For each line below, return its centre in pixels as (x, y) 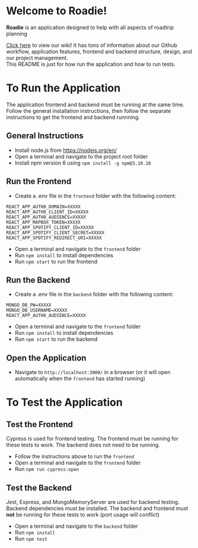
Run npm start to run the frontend (56, 261)
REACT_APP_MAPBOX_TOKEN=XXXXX (44, 222)
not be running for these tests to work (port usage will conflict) (83, 514)
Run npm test (31, 539)
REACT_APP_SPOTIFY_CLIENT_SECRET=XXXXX (55, 233)
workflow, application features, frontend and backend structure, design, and (99, 51)
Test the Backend (39, 488)
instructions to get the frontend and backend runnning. (73, 117)
